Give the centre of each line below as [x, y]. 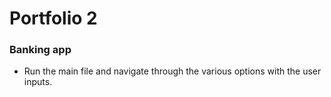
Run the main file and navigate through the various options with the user [172, 71]
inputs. [38, 82]
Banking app [40, 50]
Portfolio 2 [53, 18]
